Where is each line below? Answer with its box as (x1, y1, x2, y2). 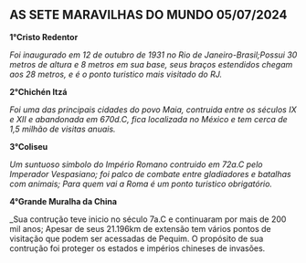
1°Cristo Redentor (9, 31, 79, 42)
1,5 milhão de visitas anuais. (9, 123, 116, 134)
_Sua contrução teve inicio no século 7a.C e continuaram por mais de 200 (9, 214, 287, 225)
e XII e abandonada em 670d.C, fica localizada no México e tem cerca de (9, 113, 288, 124)
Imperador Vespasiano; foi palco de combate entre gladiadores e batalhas (9, 168, 291, 179)
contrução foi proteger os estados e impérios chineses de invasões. (9, 242, 266, 254)
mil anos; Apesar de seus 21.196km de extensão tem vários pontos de (9, 223, 271, 234)
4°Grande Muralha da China (9, 195, 117, 206)
